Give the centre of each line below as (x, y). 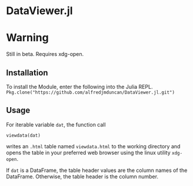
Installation (27, 73)
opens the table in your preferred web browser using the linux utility (88, 152)
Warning (27, 38)
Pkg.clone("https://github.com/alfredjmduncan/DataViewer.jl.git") (91, 92)
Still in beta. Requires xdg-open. (45, 54)
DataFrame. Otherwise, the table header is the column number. (82, 176)
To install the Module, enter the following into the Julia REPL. (79, 87)
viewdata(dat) (24, 135)
